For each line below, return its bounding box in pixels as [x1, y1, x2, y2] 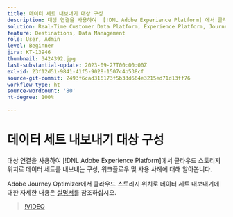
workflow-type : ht [7, 81, 60, 88]
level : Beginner [7, 42, 54, 49]
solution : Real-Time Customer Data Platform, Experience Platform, [7, 23, 207, 30]
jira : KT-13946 [7, 49, 51, 56]
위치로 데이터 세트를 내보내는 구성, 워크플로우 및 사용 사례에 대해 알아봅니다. [7, 164, 213, 173]
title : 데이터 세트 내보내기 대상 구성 [7, 10, 103, 17]
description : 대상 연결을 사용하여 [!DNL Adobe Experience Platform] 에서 [7, 17, 215, 24]
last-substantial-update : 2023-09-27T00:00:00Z [7, 62, 148, 69]
